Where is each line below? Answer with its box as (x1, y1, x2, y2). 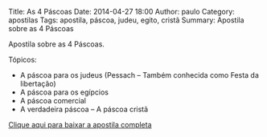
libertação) (19, 79, 56, 88)
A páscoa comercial (19, 96, 87, 105)
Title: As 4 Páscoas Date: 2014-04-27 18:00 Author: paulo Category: (8, 7, 235, 16)
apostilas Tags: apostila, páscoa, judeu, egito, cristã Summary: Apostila (8, 15, 244, 25)
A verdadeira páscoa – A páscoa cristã (19, 104, 149, 114)
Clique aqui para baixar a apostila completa (8, 120, 152, 129)
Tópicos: (8, 55, 38, 64)
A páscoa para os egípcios (19, 87, 109, 97)
